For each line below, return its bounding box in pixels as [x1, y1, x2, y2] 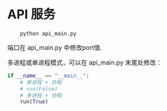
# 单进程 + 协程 [20, 79, 62, 86]
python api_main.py [20, 30, 77, 37]
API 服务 [7, 6, 56, 22]
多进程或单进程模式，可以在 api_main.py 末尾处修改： [7, 58, 163, 67]
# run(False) [20, 85, 58, 92]
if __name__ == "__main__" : [7, 72, 90, 79]
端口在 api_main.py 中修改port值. [7, 43, 102, 51]
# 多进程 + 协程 [20, 92, 62, 99]
